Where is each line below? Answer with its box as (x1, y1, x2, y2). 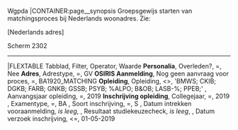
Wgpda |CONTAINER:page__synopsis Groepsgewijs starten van (7, 7, 193, 15)
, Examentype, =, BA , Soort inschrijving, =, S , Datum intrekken (7, 100, 192, 107)
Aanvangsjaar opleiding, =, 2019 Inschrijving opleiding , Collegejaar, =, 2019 (7, 92, 230, 100)
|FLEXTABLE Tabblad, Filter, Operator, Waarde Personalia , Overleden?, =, (7, 62, 222, 70)
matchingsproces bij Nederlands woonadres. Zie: (7, 14, 151, 23)
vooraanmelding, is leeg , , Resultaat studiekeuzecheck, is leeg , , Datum (7, 107, 215, 115)
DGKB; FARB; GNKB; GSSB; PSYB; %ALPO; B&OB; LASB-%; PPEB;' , (7, 85, 207, 93)
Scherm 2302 (7, 42, 47, 49)
